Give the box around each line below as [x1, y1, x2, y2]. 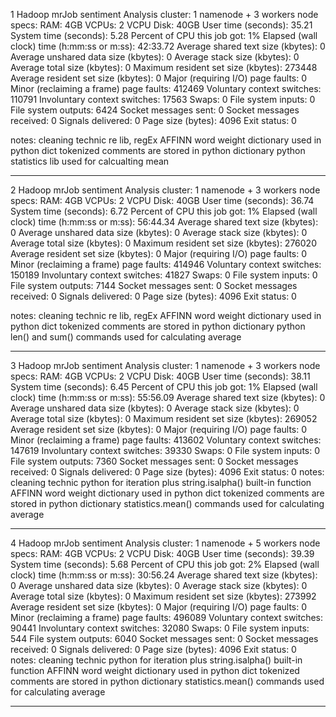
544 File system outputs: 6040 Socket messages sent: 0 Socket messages [10, 633, 319, 644]
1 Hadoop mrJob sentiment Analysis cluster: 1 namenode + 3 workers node [10, 9, 319, 20]
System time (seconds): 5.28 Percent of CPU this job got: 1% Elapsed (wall [10, 30, 318, 41]
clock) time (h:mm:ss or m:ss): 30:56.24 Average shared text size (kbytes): [10, 569, 318, 581]
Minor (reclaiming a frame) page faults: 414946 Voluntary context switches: [10, 259, 322, 270]
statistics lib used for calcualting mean [10, 155, 170, 167]
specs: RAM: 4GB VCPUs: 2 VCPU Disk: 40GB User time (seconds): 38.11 [10, 370, 311, 382]
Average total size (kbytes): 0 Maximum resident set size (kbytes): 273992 [10, 590, 317, 602]
